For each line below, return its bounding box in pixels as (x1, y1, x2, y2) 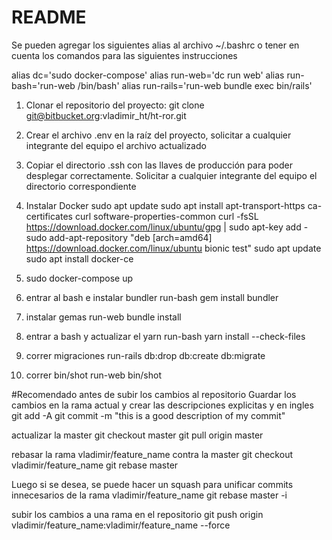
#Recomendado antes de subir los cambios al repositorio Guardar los (11, 388, 297, 400)
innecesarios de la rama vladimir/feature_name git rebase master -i (11, 489, 288, 501)
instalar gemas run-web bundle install (25, 311, 182, 323)
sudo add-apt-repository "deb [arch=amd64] (25, 231, 213, 243)
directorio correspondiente (25, 180, 137, 192)
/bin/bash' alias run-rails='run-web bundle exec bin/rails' (77, 79, 313, 91)
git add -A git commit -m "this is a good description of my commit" (11, 409, 286, 421)
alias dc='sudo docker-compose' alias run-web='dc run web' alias (11, 69, 285, 81)
